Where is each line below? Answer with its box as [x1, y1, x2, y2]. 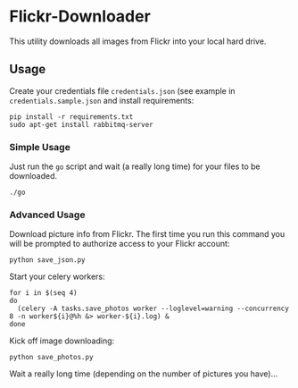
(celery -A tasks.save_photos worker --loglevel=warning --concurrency [17, 304, 290, 314]
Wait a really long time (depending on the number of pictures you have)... [9, 368, 278, 379]
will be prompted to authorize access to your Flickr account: [9, 239, 230, 249]
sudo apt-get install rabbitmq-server [9, 120, 153, 129]
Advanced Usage [9, 208, 86, 221]
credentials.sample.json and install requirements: [9, 95, 195, 105]
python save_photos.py [9, 353, 94, 362]
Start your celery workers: [9, 271, 105, 283]
